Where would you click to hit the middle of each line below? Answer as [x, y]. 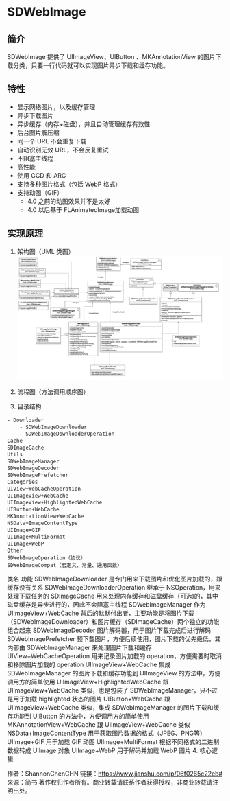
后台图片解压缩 [38, 132]
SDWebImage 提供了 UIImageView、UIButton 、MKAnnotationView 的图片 [111, 57]
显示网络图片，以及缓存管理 [56, 106]
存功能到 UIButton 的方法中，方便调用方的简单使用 [78, 716]
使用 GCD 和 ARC [41, 175]
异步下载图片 [35, 115]
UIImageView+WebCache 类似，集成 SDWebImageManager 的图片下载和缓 [113, 707]
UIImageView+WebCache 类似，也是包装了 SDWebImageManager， [103, 690]
